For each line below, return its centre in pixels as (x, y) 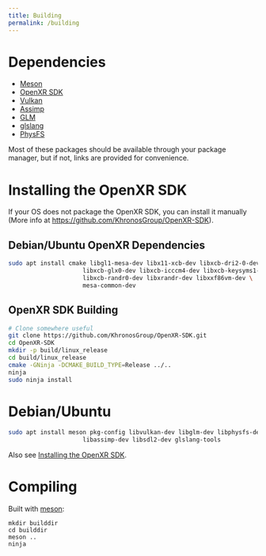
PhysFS (32, 134)
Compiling (43, 487)
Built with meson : (36, 509)
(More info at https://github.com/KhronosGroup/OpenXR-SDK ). (111, 220)
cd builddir (28, 531)
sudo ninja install (40, 380)
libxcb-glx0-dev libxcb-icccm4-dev (141, 271)
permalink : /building (44, 23)
